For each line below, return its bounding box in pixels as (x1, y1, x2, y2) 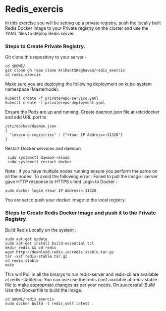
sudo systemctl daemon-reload (7, 155, 70, 160)
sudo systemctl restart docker (7, 160, 72, 165)
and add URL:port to (5, 114, 47, 120)
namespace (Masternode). (5, 86, 59, 92)
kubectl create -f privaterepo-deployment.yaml (5, 100, 106, 105)
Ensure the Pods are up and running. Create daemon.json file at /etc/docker (5, 109, 160, 115)
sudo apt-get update (5, 237, 48, 242)
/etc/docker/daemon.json (5, 124, 56, 129)
